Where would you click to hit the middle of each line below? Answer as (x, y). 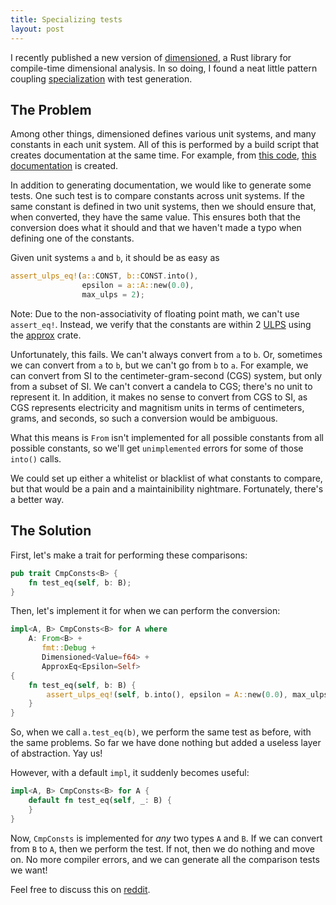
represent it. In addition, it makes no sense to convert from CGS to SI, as (159, 397)
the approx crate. (46, 335)
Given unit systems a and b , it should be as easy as (115, 258)
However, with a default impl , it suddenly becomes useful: (130, 773)
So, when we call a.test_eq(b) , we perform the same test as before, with (161, 732)
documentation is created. (64, 166)
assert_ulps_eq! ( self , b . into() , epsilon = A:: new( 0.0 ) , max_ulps (187, 694)
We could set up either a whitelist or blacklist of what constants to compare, (166, 478)
